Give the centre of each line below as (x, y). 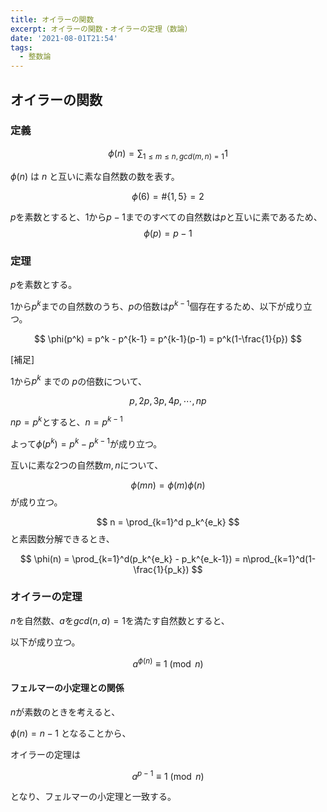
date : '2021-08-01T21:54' (64, 38)
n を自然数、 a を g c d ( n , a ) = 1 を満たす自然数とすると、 (120, 620)
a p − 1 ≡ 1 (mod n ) (168, 775)
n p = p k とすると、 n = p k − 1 (66, 421)
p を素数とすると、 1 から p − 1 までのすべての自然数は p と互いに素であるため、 (166, 217)
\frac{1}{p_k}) (161, 569)
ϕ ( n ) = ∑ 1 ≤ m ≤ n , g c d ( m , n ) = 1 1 (168, 154)
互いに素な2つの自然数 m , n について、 (87, 465)
